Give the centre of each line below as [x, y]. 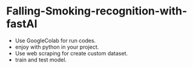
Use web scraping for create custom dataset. [71, 53]
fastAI [22, 24]
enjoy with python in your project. [57, 47]
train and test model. [41, 60]
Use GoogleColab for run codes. [55, 40]
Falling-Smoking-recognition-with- [97, 11]
